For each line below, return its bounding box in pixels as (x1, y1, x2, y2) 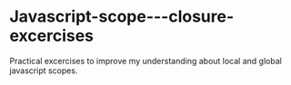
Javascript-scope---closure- (9, 6, 235, 27)
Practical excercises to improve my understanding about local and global (9, 55, 282, 66)
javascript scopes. (9, 65, 78, 76)
